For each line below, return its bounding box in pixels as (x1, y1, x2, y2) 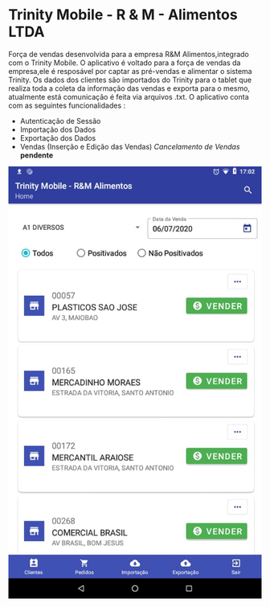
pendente (19, 150, 54, 160)
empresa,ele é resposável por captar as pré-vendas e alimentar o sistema (8, 66, 252, 76)
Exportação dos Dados (19, 133, 96, 142)
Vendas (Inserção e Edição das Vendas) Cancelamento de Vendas (19, 141, 240, 151)
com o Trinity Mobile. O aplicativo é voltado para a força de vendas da (8, 58, 241, 68)
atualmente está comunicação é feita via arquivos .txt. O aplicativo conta (8, 92, 249, 101)
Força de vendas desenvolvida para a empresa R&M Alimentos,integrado (8, 49, 249, 59)
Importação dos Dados (19, 125, 96, 134)
